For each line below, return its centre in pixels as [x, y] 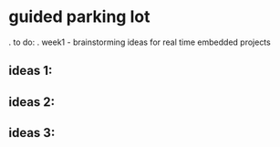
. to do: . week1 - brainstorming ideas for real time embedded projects [140, 42]
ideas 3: [32, 133]
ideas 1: [31, 71]
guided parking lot [79, 17]
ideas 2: [32, 102]
